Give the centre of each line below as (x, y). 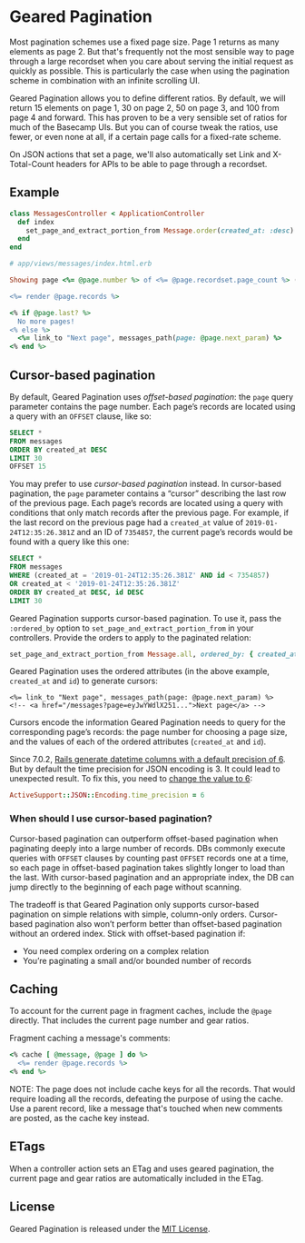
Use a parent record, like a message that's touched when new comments (146, 1109)
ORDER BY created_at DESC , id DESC (77, 592)
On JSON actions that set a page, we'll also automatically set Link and (140, 154)
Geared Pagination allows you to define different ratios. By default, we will (148, 98)
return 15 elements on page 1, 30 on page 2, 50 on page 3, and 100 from (144, 107)
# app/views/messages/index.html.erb (81, 264)
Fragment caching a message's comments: (90, 1039)
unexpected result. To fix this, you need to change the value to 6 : (131, 779)
